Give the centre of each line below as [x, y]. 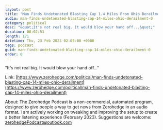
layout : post [18, 9]
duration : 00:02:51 [25, 32]
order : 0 [14, 54]
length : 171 [17, 37]
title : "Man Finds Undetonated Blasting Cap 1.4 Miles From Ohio [72, 14]
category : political [26, 23]
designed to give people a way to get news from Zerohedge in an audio [76, 107]
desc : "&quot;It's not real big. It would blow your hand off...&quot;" [80, 27]
